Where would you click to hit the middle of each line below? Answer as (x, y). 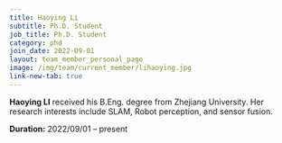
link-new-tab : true (46, 76)
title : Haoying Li (44, 18)
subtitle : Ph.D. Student (56, 26)
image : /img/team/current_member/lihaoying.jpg (101, 68)
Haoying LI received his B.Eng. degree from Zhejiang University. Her (137, 102)
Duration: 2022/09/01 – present (69, 129)
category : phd (36, 43)
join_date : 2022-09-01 (52, 51)
